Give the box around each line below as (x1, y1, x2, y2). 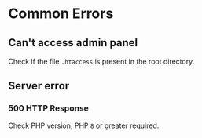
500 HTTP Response (8, 103, 89, 114)
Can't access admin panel (8, 36, 138, 49)
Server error (8, 79, 70, 93)
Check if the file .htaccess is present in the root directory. (8, 56, 195, 66)
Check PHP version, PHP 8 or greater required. (8, 121, 160, 130)
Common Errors (8, 5, 114, 23)
